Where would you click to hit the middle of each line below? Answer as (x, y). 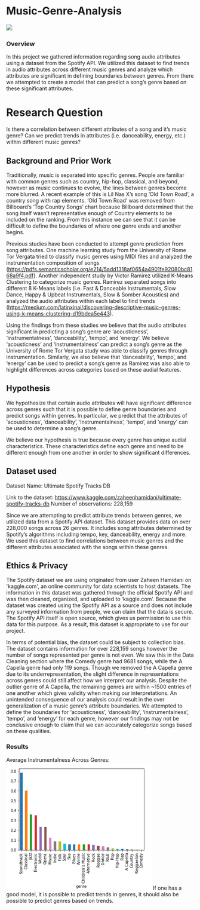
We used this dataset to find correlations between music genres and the (95, 540)
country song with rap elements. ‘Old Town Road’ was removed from (90, 200)
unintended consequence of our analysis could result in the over (86, 700)
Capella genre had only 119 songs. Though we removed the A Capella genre (99, 668)
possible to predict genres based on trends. (60, 900)
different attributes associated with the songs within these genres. (87, 547)
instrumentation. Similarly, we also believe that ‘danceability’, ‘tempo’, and (96, 357)
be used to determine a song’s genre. (52, 428)
